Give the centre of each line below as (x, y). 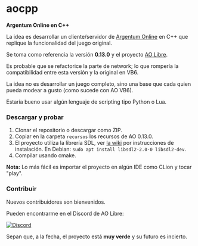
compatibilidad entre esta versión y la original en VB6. (72, 72)
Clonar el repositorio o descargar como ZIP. (68, 130)
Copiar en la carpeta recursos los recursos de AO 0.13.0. (84, 136)
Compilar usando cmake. (45, 155)
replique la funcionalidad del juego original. (59, 43)
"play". (14, 173)
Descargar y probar (35, 117)
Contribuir (21, 189)
